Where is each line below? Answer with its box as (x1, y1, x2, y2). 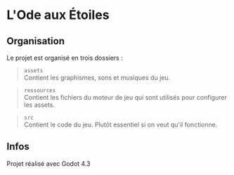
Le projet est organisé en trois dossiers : (6, 53, 124, 62)
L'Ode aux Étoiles (6, 7, 110, 23)
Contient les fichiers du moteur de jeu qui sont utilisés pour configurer (23, 93, 228, 101)
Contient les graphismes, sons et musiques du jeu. (23, 74, 171, 82)
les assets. (23, 101, 56, 109)
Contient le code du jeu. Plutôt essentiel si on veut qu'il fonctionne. (23, 120, 218, 129)
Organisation (6, 35, 65, 47)
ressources (23, 87, 56, 94)
